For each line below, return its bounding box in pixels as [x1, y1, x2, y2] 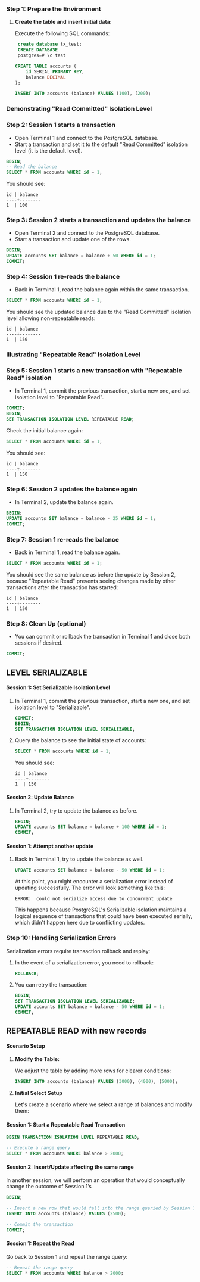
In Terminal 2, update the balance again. [14, 499, 114, 506]
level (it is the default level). [14, 147, 83, 154]
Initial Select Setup [14, 1090, 62, 1097]
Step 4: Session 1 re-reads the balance [6, 272, 120, 281]
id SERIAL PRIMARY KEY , [26, 69, 85, 74]
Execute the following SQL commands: [14, 30, 110, 37]
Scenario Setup [6, 1042, 46, 1050]
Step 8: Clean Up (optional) [6, 619, 86, 627]
